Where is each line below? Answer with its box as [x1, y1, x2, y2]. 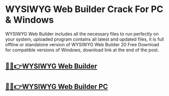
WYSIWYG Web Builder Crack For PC [5, 4, 163, 15]
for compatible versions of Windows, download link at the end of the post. [5, 47, 159, 53]
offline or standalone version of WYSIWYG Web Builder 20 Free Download [5, 41, 159, 47]
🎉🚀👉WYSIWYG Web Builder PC [5, 82, 108, 91]
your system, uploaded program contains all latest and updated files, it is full [5, 36, 164, 42]
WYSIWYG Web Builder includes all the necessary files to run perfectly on [5, 31, 159, 37]
